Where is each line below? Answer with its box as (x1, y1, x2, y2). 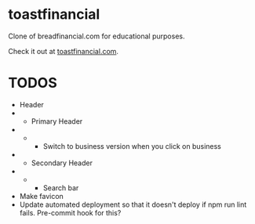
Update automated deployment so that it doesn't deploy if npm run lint (19, 200, 247, 209)
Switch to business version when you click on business (42, 141, 222, 150)
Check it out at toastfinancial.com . (8, 46, 119, 56)
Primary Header (31, 116, 83, 126)
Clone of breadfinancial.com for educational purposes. (8, 31, 185, 41)
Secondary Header (31, 158, 93, 168)
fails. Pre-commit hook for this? (19, 208, 122, 217)
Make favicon (19, 191, 64, 201)
